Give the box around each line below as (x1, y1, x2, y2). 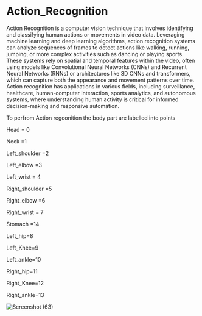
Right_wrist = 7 (6, 209, 44, 216)
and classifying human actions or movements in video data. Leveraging (6, 31, 185, 38)
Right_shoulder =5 (6, 185, 52, 192)
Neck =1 (6, 137, 27, 145)
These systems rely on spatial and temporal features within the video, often (6, 57, 195, 64)
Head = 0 (6, 126, 30, 133)
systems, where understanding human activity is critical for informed (6, 96, 179, 103)
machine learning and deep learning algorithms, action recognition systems (6, 37, 196, 45)
